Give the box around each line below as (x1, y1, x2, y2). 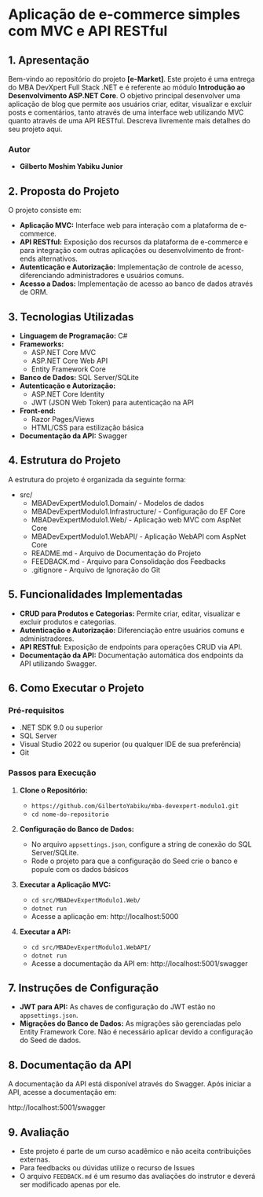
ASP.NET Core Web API (31, 356, 108, 365)
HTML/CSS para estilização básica (31, 423, 144, 432)
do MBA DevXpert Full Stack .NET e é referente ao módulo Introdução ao (8, 82, 246, 92)
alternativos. (38, 254, 79, 264)
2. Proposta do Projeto (8, 185, 120, 198)
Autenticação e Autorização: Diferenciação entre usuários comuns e (19, 625, 245, 635)
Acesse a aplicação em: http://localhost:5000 (31, 911, 179, 921)
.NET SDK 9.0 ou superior (19, 723, 104, 732)
